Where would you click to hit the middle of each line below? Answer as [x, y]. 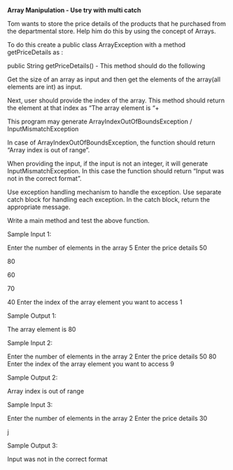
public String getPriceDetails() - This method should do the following [106, 66]
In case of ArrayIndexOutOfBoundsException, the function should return [111, 142]
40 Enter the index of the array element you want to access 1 [95, 302]
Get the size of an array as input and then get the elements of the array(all [114, 79]
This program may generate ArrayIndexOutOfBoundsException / [100, 121]
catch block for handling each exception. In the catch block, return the [108, 200]
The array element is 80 [42, 329]
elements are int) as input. [45, 87]
